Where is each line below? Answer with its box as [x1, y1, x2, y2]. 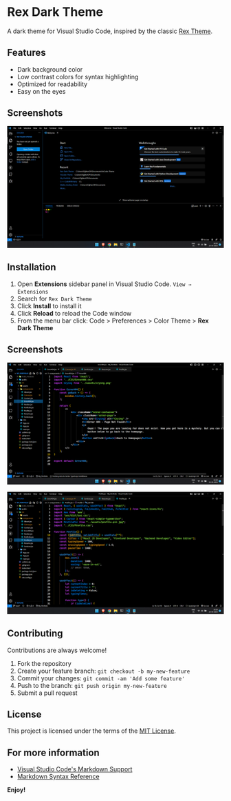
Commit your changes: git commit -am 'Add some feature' [16, 673, 186, 682]
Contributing [7, 628, 63, 640]
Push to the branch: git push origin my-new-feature [16, 681, 167, 689]
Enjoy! [7, 786, 26, 794]
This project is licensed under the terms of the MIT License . [7, 727, 177, 735]
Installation [7, 261, 56, 273]
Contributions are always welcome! [7, 646, 107, 654]
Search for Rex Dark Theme [16, 294, 92, 303]
